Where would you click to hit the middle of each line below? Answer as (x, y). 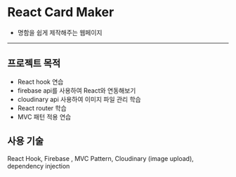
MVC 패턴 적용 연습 (44, 117)
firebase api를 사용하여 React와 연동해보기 (77, 90)
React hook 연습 (40, 81)
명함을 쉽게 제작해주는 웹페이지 (60, 32)
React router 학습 (42, 108)
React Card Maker (61, 12)
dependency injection (39, 166)
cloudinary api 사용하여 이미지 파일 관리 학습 (79, 99)
